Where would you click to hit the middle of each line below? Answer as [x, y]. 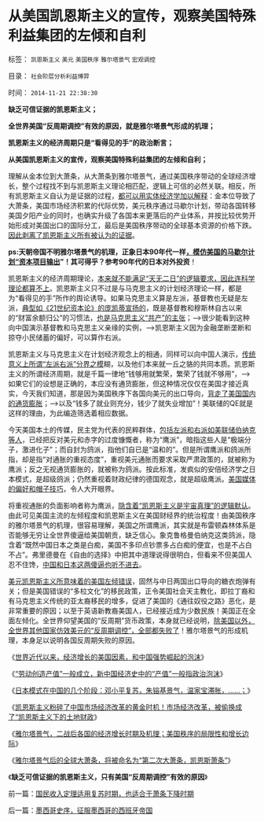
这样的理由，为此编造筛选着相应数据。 [70, 413]
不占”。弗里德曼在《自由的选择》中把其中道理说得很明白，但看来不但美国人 [130, 555]
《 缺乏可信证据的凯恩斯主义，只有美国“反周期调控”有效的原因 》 [108, 776]
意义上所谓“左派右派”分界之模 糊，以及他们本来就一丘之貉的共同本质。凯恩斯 [132, 363]
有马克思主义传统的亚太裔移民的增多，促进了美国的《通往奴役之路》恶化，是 [132, 601]
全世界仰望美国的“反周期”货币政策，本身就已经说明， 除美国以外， [148, 620]
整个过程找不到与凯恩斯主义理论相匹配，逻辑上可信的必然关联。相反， [135, 186]
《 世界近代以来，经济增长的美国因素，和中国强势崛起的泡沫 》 [108, 657]
